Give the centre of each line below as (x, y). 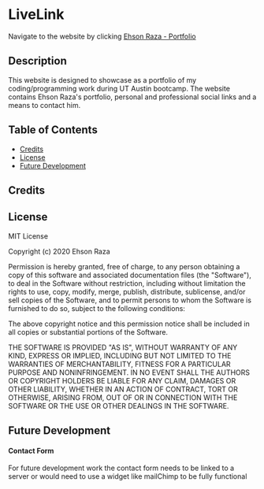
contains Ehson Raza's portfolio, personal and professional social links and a (132, 97)
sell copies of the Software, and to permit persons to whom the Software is (130, 300)
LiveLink (36, 15)
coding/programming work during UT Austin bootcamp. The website (119, 88)
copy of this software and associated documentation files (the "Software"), (130, 275)
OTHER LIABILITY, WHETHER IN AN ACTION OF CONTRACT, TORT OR (123, 389)
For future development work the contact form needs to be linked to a (121, 468)
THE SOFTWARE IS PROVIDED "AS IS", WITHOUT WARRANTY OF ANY (123, 347)
